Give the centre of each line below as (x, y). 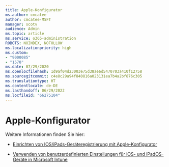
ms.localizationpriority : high (38, 48)
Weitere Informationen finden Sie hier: (45, 134)
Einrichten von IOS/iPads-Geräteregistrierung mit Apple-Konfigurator (85, 144)
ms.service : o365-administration (41, 39)
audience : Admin (22, 29)
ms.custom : (17, 52)
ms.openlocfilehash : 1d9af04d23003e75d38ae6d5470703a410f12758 (74, 72)
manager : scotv (21, 24)
